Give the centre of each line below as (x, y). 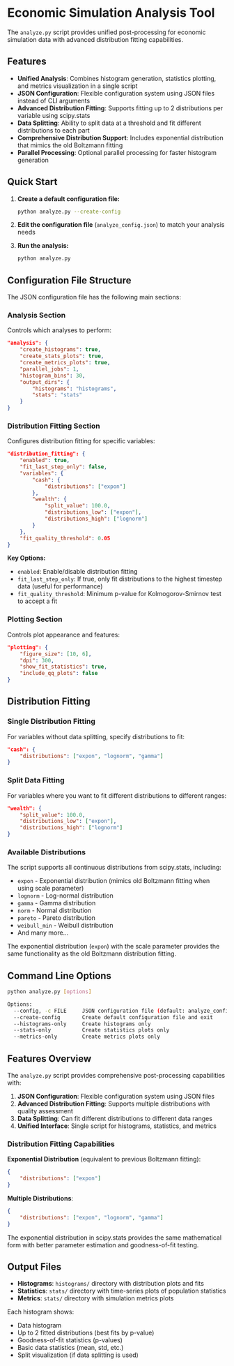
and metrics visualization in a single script (77, 86)
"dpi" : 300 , (37, 660)
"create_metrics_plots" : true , (65, 363)
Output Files (34, 1267)
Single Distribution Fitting (52, 722)
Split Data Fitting (36, 780)
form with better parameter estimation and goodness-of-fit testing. (103, 1245)
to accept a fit (37, 601)
